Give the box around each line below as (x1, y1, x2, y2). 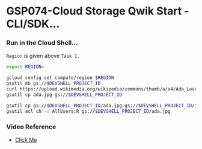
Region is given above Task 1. (6, 52, 80, 60)
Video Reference (6, 122, 57, 131)
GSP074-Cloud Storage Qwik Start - (6, 4, 189, 18)
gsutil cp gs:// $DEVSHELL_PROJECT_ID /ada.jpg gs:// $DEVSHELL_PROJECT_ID (6, 103, 192, 109)
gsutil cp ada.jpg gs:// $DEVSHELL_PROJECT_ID (6, 92, 122, 98)
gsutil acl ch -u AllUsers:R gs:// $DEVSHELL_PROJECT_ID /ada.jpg (6, 108, 171, 114)
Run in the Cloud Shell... (6, 39, 78, 47)
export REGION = (6, 64, 44, 70)
